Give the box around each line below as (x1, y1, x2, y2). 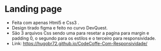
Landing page (4, 3, 62, 15)
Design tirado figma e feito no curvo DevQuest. (11, 25, 108, 30)
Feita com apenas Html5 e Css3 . (11, 20, 80, 25)
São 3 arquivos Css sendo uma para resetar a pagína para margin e (11, 30, 149, 36)
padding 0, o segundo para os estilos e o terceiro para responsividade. (11, 35, 156, 41)
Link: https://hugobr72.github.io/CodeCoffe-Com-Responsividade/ (11, 40, 148, 46)
